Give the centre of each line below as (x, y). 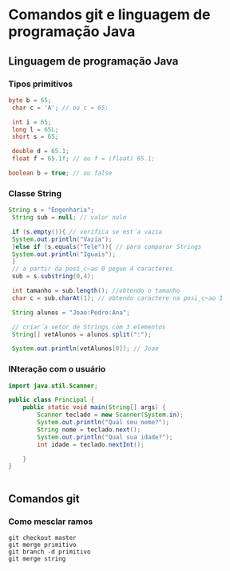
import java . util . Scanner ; (53, 386)
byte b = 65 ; (30, 100)
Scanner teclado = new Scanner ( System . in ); (110, 415)
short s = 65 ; (35, 137)
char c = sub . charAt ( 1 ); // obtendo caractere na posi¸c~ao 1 (117, 298)
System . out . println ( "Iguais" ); (63, 254)
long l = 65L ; (35, 129)
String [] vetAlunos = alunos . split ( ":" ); (81, 334)
